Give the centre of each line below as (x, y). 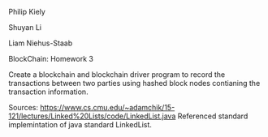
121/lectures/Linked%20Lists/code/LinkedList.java (92, 116)
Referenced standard (213, 116)
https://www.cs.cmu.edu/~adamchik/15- (108, 107)
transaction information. (48, 92)
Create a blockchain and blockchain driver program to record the (117, 75)
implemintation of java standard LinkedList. (80, 124)
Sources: (24, 107)
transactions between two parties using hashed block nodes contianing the (134, 83)
